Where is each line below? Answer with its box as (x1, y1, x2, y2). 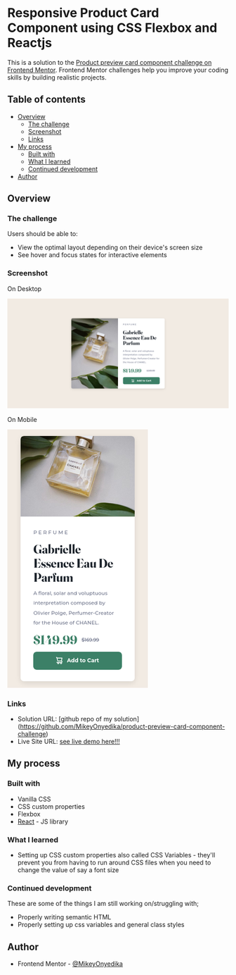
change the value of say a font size (17, 866, 119, 874)
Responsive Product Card (7, 5, 159, 21)
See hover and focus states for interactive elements (17, 251, 167, 259)
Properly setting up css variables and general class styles (17, 921, 185, 929)
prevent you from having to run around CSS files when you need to (17, 858, 211, 867)
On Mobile (7, 415, 37, 423)
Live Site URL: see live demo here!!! (17, 738, 121, 746)
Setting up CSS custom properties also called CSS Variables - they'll (17, 851, 216, 859)
